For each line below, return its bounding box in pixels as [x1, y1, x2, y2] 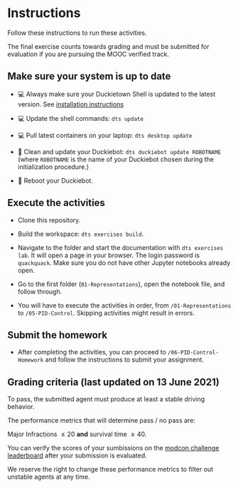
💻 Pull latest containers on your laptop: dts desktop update [17, 131, 193, 139]
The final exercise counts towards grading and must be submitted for [7, 42, 210, 50]
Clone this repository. [17, 215, 81, 224]
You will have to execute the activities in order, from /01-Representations [17, 300, 232, 310]
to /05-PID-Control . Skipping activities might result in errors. [17, 308, 195, 317]
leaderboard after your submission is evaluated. [7, 451, 147, 460]
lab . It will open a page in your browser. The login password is [17, 251, 200, 259]
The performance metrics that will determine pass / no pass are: [7, 416, 195, 425]
